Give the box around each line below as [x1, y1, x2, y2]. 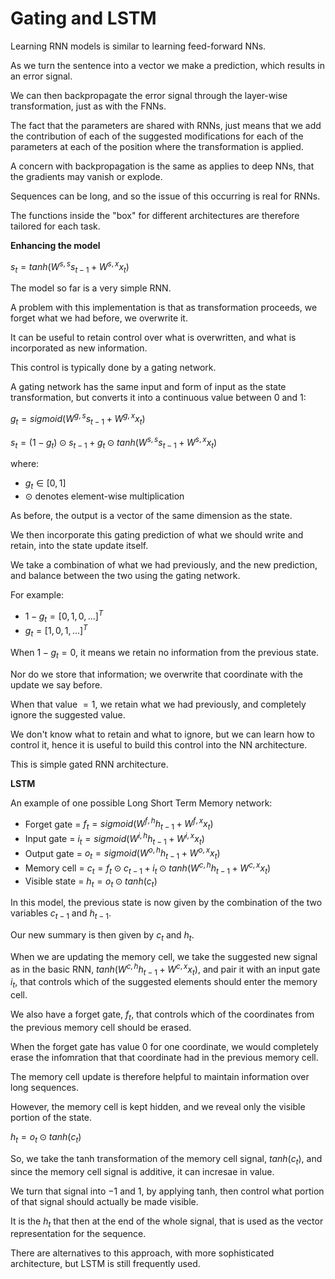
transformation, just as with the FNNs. [10, 100, 167, 112]
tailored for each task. [10, 220, 101, 232]
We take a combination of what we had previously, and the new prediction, [10, 559, 318, 571]
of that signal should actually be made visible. [10, 1195, 199, 1207]
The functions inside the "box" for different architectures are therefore [10, 209, 300, 221]
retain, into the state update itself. [10, 540, 149, 552]
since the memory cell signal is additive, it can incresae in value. [10, 1165, 275, 1177]
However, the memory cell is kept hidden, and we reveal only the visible [10, 1101, 306, 1113]
